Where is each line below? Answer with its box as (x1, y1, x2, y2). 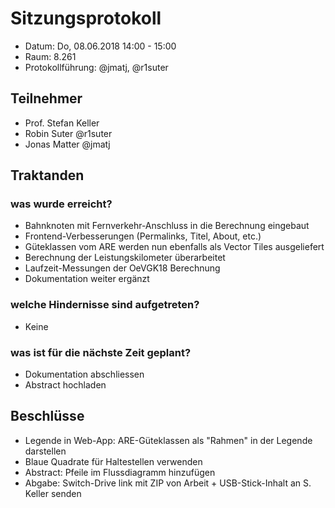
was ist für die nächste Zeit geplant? (10, 345, 192, 359)
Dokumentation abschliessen (24, 368, 145, 381)
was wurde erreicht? (10, 197, 113, 211)
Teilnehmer (10, 90, 83, 107)
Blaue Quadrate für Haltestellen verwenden (24, 455, 203, 467)
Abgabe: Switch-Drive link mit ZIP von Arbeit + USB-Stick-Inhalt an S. (24, 477, 312, 489)
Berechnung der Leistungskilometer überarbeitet (24, 252, 226, 264)
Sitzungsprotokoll (10, 7, 162, 30)
